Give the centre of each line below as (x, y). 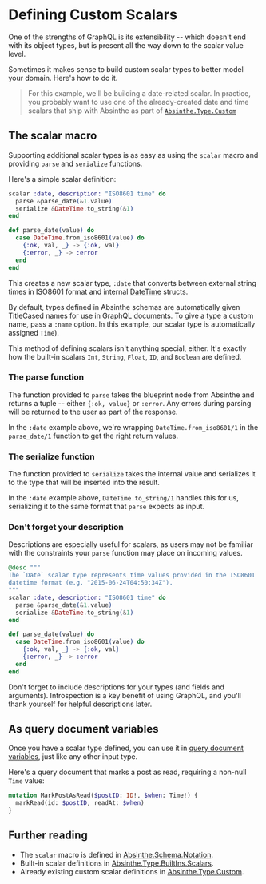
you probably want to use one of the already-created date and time (138, 102)
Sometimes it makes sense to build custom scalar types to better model (126, 69)
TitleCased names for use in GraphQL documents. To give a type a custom (131, 315)
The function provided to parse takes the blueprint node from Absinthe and (131, 395)
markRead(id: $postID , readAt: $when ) (80, 803)
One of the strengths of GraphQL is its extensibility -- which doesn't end (127, 37)
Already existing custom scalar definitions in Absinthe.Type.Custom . (132, 871)
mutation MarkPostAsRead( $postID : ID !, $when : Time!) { (103, 796)
